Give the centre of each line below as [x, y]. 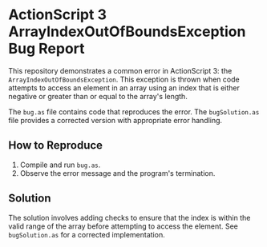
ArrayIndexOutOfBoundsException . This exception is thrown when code [124, 79]
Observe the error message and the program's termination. [117, 173]
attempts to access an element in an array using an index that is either [124, 88]
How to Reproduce [55, 145]
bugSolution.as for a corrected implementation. [87, 234]
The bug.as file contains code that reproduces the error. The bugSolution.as [134, 112]
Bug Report [47, 49]
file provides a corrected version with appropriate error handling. [115, 120]
